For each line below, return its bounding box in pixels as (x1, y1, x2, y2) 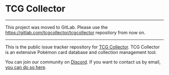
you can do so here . (5, 64, 47, 70)
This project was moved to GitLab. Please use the (5, 24, 108, 30)
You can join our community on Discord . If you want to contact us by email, (5, 58, 161, 65)
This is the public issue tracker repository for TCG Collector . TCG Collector (5, 43, 160, 50)
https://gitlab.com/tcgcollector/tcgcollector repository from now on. (5, 29, 146, 35)
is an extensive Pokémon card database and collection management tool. (5, 49, 157, 55)
